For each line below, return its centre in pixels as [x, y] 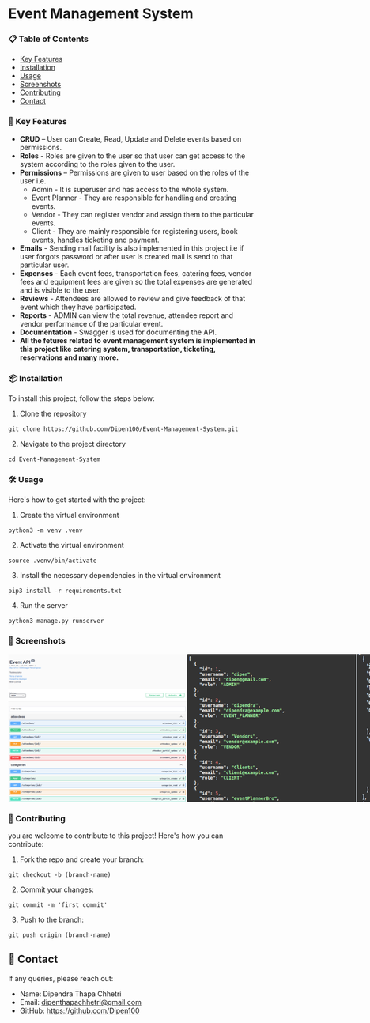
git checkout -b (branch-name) [60, 874]
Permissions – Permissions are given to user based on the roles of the [134, 172]
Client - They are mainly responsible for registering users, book [135, 231]
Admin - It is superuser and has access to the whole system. [130, 189]
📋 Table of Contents [49, 39]
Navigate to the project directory [73, 444]
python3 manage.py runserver [56, 621]
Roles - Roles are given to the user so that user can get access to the [132, 156]
